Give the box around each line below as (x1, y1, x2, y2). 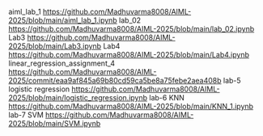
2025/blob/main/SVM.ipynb (8, 119, 101, 128)
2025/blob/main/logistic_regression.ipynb (8, 93, 148, 102)
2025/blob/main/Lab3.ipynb (8, 41, 102, 51)
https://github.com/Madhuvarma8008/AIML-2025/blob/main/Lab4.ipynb (8, 50, 249, 59)
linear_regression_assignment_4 (8, 58, 116, 68)
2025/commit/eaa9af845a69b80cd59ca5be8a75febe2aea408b (8, 76, 222, 85)
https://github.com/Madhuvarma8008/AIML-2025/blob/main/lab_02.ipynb (8, 24, 255, 33)
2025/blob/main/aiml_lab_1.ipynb (8, 15, 117, 25)
